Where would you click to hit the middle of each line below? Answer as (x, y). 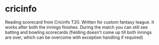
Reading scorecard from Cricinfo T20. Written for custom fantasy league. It (80, 22)
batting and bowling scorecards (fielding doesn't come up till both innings (79, 32)
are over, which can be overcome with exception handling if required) (74, 37)
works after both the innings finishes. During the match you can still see (77, 27)
